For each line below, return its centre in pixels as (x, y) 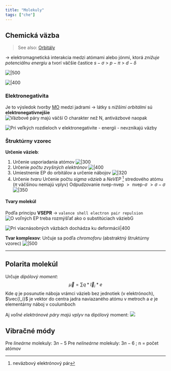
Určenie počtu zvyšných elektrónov (50, 167)
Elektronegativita (27, 96)
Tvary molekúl (21, 201)
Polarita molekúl (32, 264)
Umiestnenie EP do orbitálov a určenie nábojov (62, 173)
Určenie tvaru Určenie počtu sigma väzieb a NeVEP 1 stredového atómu (88, 178)
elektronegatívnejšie (27, 112)
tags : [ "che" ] (20, 15)
